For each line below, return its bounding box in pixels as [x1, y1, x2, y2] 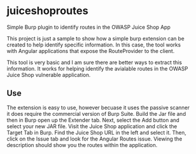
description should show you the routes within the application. [6, 141, 158, 148]
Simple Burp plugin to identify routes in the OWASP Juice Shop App [6, 24, 171, 31]
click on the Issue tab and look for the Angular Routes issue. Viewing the [6, 135, 182, 142]
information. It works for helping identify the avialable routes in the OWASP [6, 65, 188, 72]
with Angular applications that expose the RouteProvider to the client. [6, 47, 175, 54]
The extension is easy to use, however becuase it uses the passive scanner [6, 104, 190, 111]
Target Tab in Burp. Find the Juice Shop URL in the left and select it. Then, [6, 129, 187, 136]
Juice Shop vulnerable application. [6, 71, 91, 78]
